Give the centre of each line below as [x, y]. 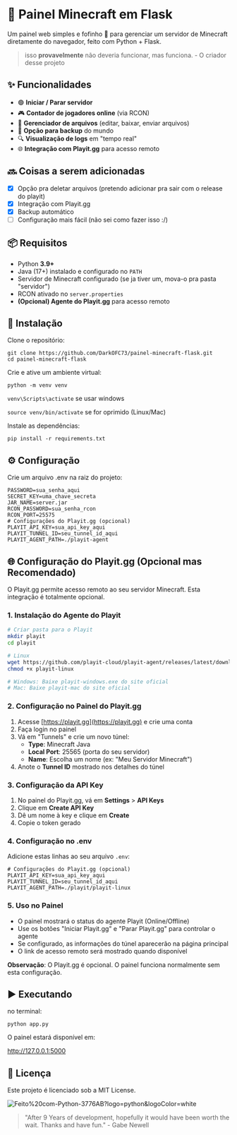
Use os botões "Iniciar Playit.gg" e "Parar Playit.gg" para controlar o [116, 928]
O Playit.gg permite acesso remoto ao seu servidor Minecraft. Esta [104, 589]
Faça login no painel [47, 729]
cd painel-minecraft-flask [47, 359]
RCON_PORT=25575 [31, 515]
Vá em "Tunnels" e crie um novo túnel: [73, 736]
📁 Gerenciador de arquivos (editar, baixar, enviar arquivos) [103, 123]
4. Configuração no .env [50, 841]
